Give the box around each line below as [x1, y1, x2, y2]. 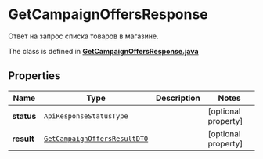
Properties [8, 69, 61, 83]
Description [155, 92, 201, 103]
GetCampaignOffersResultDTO [43, 134, 149, 143]
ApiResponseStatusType [43, 111, 128, 121]
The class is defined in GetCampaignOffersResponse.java [8, 46, 199, 56]
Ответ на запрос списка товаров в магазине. [8, 31, 159, 41]
